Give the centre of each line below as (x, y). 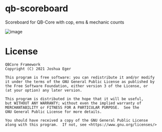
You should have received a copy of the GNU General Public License (77, 120)
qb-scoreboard (37, 9)
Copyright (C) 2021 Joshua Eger (38, 69)
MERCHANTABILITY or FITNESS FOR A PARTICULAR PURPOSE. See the (72, 107)
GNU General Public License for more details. (54, 112)
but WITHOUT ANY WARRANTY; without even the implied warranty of (73, 103)
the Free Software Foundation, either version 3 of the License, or (77, 86)
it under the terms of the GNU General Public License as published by (80, 81)
